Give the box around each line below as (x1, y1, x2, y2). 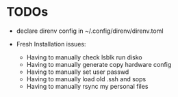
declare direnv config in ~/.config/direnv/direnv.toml (16, 27, 164, 35)
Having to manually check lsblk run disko (26, 53, 142, 61)
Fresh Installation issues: (16, 40, 86, 48)
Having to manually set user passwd (26, 68, 129, 76)
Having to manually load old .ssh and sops (26, 74, 147, 83)
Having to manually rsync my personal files (26, 82, 149, 90)
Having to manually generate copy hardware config (26, 60, 172, 68)
